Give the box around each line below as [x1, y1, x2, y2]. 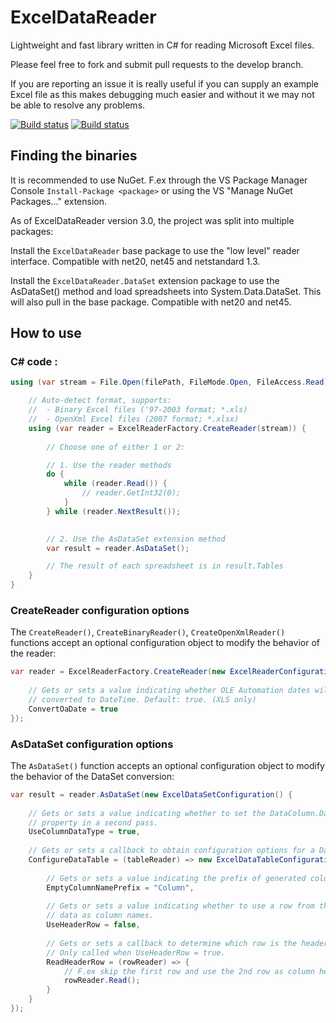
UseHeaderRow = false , [46, 920, 141, 930]
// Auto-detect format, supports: [28, 396, 172, 406]
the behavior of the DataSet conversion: [10, 770, 175, 782]
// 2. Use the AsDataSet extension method [46, 534, 226, 544]
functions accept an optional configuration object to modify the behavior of [10, 637, 320, 649]
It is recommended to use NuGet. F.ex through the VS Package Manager [10, 174, 308, 186]
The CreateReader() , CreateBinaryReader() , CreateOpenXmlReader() [10, 626, 286, 638]
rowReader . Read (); [63, 976, 141, 986]
